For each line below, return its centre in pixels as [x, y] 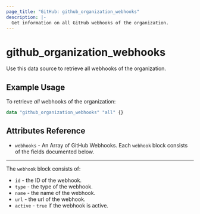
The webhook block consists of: [43, 169]
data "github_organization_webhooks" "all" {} [65, 113]
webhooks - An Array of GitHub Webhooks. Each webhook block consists [101, 145]
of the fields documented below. [54, 152]
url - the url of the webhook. [50, 199]
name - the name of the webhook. [55, 193]
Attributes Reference [46, 131]
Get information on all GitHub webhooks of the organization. [90, 23]
